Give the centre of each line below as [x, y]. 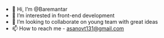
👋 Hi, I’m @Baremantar [39, 9]
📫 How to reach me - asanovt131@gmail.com [68, 28]
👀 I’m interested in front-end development [63, 15]
